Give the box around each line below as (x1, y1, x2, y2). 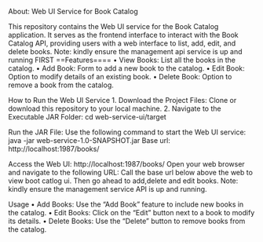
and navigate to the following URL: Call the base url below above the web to (8, 168, 254, 177)
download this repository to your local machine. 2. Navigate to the (8, 104, 221, 113)
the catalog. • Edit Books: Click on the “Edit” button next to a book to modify (8, 208, 255, 217)
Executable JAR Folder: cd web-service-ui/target (8, 112, 166, 121)
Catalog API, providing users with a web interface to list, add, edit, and (8, 38, 236, 48)
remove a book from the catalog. (8, 80, 114, 90)
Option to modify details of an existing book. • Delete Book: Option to (8, 72, 232, 81)
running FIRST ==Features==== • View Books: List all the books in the (8, 55, 236, 64)
